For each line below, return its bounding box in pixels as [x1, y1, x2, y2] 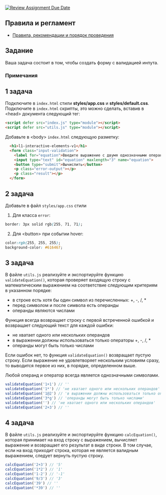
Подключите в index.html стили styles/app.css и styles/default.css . [5, 100, 150, 106]
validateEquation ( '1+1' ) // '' [5, 382, 70, 387]
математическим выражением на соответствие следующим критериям [5, 282, 158, 288]
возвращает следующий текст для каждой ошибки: [5, 322, 114, 329]
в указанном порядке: [5, 288, 52, 294]
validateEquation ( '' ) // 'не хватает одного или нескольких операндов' [5, 400, 156, 405]
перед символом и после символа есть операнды [12, 302, 119, 308]
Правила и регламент [5, 19, 76, 27]
